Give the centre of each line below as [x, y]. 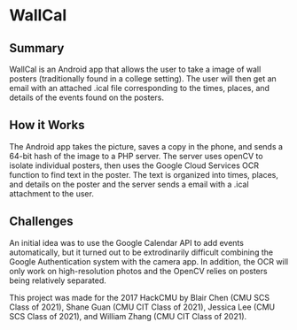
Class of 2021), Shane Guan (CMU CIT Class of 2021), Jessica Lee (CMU [142, 307]
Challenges [41, 222]
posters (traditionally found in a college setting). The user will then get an [143, 79]
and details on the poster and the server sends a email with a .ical [129, 184]
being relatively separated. [58, 280]
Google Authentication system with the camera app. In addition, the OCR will [149, 261]
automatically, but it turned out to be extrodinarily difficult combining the [141, 252]
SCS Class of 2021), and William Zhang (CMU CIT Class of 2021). [128, 316]
